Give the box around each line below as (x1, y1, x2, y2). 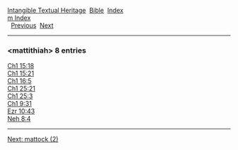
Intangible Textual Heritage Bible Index (7, 6, 124, 14)
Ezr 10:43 (7, 107, 35, 116)
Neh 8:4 (7, 114, 31, 123)
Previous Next (10, 21, 54, 29)
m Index (7, 14, 31, 22)
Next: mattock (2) (7, 135, 59, 144)
